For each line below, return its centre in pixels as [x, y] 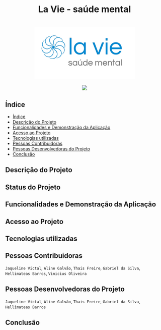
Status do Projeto [33, 187]
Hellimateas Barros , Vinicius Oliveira [46, 273]
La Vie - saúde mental [85, 9]
